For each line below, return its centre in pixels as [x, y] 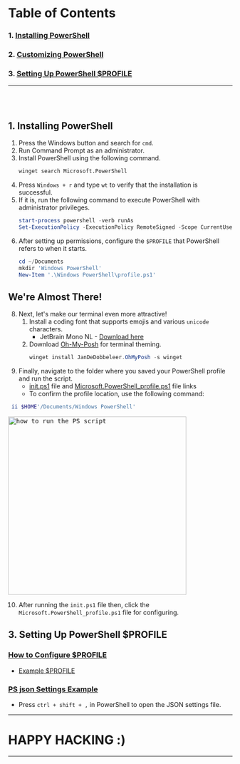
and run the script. [46, 378]
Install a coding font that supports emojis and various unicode [119, 321]
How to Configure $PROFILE [58, 655]
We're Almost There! [55, 297]
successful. [35, 192]
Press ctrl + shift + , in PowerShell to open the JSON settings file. [120, 704]
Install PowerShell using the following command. [89, 158]
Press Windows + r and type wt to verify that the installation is [108, 185]
